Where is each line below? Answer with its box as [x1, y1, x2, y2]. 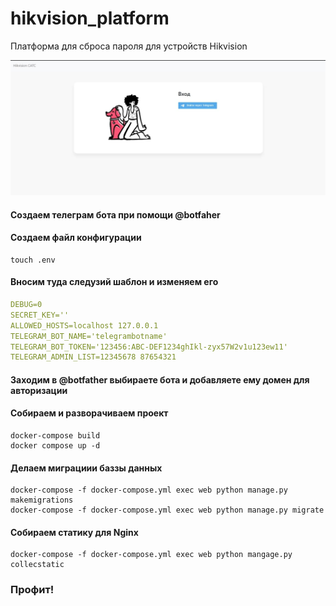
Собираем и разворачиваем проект [10, 407, 169, 419]
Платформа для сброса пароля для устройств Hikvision [10, 40, 248, 52]
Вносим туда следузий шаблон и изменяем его [10, 276, 219, 288]
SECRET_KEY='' [10, 310, 70, 320]
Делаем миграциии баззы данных [10, 462, 163, 474]
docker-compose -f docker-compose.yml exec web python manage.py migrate [10, 505, 325, 516]
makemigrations [10, 495, 74, 506]
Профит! [10, 583, 55, 597]
